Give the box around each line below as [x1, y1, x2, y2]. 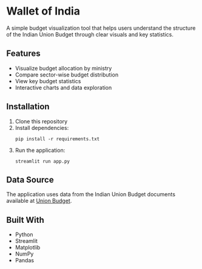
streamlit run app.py [15, 158, 70, 165]
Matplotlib [15, 244, 41, 251]
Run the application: [15, 146, 66, 154]
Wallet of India [6, 4, 81, 18]
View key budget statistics [15, 77, 81, 84]
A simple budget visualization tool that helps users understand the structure [6, 24, 196, 32]
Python [15, 231, 33, 238]
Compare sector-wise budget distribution [15, 71, 119, 78]
